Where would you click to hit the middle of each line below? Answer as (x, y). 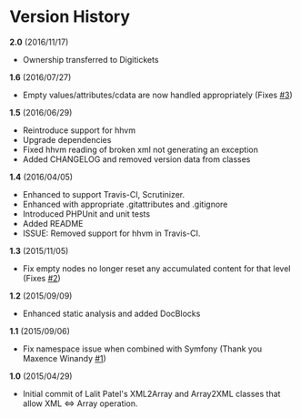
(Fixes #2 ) (41, 278)
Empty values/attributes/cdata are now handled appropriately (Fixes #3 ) (157, 95)
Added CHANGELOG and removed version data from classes (136, 159)
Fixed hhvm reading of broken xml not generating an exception (140, 149)
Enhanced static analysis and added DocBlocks (111, 313)
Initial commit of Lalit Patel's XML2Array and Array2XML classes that (151, 393)
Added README (53, 223)
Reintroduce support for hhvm (79, 130)
